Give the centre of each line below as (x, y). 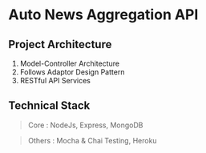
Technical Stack (49, 106)
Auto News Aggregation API (103, 15)
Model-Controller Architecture (70, 63)
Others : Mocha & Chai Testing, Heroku (93, 140)
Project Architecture (60, 44)
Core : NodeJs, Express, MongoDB (85, 125)
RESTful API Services (55, 81)
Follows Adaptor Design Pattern (72, 72)
